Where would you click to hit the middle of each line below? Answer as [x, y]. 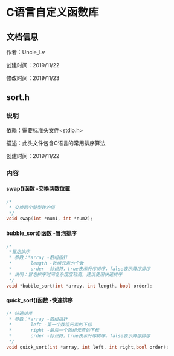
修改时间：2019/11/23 [33, 78]
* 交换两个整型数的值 [32, 207]
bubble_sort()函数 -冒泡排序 [41, 233]
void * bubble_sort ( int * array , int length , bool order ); [79, 286]
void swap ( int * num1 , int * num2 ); [50, 219]
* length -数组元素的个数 [46, 263]
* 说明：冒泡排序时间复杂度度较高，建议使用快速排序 [66, 274]
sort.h [18, 97]
